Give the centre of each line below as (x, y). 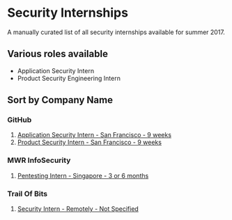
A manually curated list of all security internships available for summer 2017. (116, 32)
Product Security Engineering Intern (69, 78)
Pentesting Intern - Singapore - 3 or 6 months (83, 175)
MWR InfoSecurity (39, 160)
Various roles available (57, 54)
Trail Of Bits (27, 194)
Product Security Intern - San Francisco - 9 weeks (90, 142)
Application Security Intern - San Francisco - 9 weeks (94, 135)
